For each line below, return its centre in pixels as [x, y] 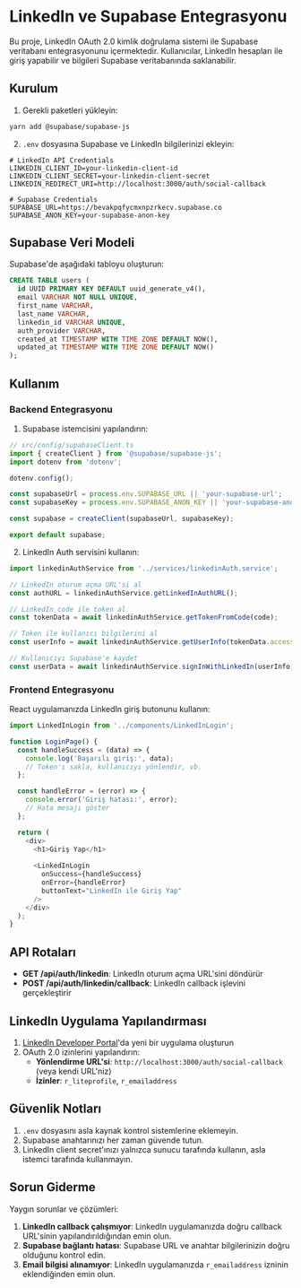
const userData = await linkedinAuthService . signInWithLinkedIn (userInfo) [152, 666]
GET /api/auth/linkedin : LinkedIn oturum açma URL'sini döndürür [143, 974]
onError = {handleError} [84, 883]
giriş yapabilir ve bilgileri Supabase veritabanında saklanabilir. [123, 60]
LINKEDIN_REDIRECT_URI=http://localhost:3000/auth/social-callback [138, 184]
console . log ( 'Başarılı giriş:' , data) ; [100, 758]
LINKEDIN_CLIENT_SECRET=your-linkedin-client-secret [110, 176]
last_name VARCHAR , [54, 314]
